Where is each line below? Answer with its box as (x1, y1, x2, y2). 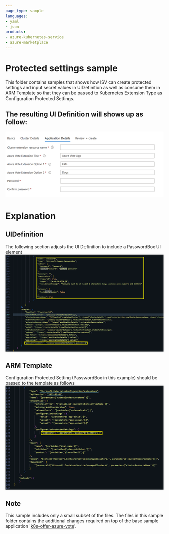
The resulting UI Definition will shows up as (5, 110, 144, 119)
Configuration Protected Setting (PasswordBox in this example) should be (5, 374, 158, 381)
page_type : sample (5, 8, 44, 13)
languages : (5, 13, 28, 19)
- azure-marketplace (5, 40, 49, 45)
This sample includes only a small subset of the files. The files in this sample (5, 513, 163, 519)
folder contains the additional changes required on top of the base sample (5, 518, 159, 524)
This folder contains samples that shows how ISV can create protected (5, 79, 152, 85)
